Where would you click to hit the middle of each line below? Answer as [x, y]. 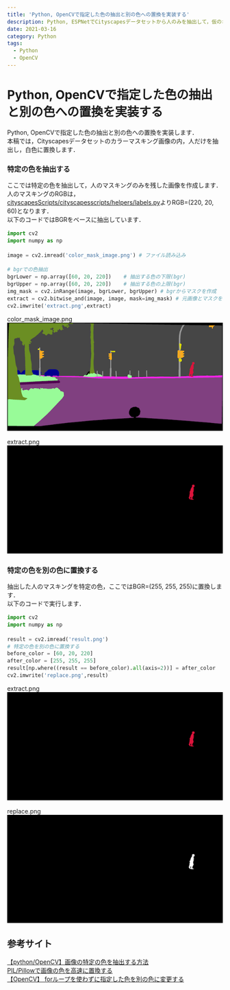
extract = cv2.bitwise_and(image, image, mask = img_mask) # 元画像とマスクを [115, 299]
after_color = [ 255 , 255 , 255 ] [52, 661]
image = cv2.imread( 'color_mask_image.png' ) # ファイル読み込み [97, 255]
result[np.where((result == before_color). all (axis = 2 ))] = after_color [111, 668]
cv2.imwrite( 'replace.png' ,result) [58, 676]
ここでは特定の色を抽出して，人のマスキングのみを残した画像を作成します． [115, 185]
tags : [15, 44]
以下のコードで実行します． [46, 603]
